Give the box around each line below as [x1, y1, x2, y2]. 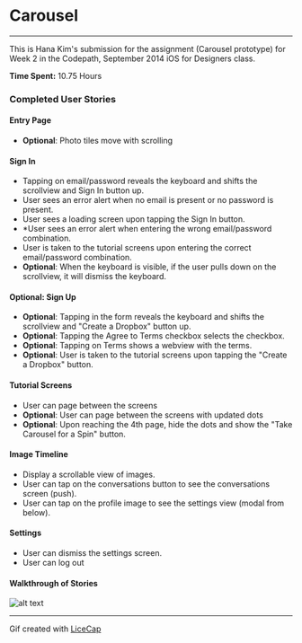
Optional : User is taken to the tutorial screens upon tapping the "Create [22, 349, 288, 360]
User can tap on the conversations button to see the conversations [22, 478, 271, 489]
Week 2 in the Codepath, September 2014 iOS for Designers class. [9, 53, 256, 64]
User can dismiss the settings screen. [22, 548, 163, 559]
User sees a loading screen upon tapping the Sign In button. [22, 214, 245, 225]
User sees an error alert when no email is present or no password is [22, 195, 274, 206]
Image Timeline [9, 449, 69, 460]
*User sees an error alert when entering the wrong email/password [22, 224, 272, 234]
